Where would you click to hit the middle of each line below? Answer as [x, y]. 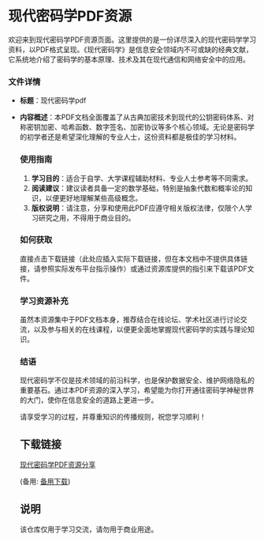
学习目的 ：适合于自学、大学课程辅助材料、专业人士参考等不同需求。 [142, 178]
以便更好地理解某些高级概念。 [94, 197]
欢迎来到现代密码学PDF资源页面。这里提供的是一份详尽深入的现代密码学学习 [132, 39]
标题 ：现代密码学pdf [53, 100]
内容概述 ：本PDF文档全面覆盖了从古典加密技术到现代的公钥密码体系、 [134, 117]
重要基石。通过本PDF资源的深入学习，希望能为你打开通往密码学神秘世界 [137, 390]
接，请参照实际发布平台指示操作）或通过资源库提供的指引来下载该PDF [134, 269]
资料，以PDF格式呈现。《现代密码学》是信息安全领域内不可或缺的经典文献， [131, 49]
